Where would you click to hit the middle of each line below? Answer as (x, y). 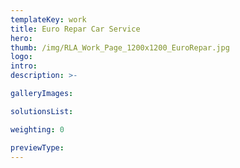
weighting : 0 (37, 129)
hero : (21, 38)
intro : (24, 66)
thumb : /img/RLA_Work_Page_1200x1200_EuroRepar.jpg (120, 47)
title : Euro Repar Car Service (75, 29)
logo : (21, 57)
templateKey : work (48, 19)
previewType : (37, 147)
